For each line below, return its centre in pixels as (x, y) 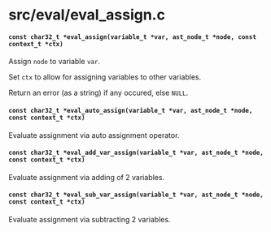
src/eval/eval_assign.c (87, 15)
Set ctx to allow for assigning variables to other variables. (105, 77)
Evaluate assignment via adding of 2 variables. (87, 177)
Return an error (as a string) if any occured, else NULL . (98, 93)
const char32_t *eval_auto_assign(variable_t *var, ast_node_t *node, (131, 110)
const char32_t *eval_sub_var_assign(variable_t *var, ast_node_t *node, (136, 195)
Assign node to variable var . (54, 62)
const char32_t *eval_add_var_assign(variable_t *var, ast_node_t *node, (136, 153)
